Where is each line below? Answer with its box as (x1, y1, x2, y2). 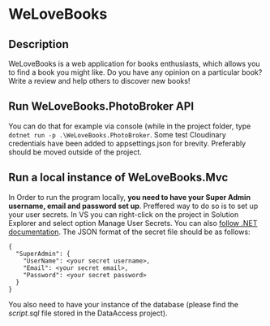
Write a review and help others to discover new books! (8, 76, 191, 85)
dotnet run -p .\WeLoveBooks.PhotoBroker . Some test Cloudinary (8, 129, 227, 139)
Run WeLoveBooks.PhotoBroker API (8, 99, 195, 114)
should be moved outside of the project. (8, 147, 142, 157)
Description (8, 37, 69, 51)
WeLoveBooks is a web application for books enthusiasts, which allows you (8, 59, 261, 68)
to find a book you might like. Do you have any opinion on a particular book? (8, 67, 263, 77)
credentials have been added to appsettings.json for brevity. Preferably (8, 138, 246, 148)
